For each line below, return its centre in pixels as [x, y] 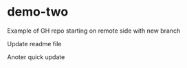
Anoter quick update [36, 57]
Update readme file [34, 44]
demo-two [38, 12]
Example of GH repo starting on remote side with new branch [94, 31]
